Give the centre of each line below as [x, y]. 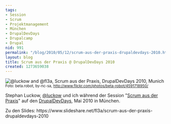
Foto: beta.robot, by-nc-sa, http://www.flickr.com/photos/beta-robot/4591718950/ [77, 86]
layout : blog [19, 57]
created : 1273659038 [27, 67]
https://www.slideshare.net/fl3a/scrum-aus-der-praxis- [94, 111]
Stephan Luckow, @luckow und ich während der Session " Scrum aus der [82, 96]
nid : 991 [15, 48]
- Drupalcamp [19, 39]
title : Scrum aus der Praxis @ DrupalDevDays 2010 [60, 62]
